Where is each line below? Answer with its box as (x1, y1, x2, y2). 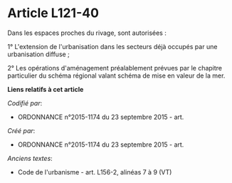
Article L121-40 (7, 5, 100, 21)
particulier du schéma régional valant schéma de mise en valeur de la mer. (7, 71, 226, 80)
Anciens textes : (7, 154, 53, 162)
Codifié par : (7, 98, 43, 108)
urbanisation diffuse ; (7, 50, 70, 58)
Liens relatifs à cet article (7, 85, 84, 93)
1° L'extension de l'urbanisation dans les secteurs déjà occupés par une (7, 42, 218, 51)
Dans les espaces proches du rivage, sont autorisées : (7, 28, 167, 37)
